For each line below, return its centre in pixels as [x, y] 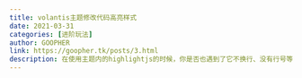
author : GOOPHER [40, 43]
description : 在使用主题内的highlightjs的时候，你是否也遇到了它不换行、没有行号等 [151, 59]
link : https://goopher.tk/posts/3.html [84, 51]
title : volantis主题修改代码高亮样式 [73, 17]
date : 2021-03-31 [42, 26]
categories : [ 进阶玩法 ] [51, 34]
